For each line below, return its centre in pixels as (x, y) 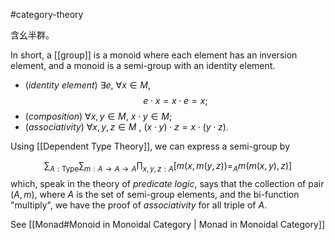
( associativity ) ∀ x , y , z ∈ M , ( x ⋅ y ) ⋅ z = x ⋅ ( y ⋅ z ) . (126, 127)
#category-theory (47, 14)
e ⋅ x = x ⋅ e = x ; (175, 100)
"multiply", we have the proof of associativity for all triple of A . (139, 205)
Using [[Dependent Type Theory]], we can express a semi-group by (150, 146)
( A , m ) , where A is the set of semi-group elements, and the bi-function (155, 194)
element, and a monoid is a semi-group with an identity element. (143, 65)
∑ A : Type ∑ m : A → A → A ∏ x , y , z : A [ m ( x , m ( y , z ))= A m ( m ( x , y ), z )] (168, 167)
